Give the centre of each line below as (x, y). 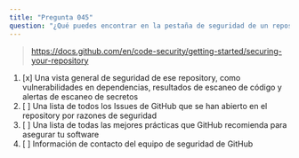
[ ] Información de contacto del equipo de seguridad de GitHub (137, 144)
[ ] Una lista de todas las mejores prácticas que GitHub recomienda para (154, 124)
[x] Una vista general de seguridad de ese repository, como (131, 77)
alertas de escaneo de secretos (80, 96)
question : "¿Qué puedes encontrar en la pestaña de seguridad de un (139, 26)
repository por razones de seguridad (89, 115)
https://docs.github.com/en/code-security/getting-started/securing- (156, 51)
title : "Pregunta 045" (51, 17)
